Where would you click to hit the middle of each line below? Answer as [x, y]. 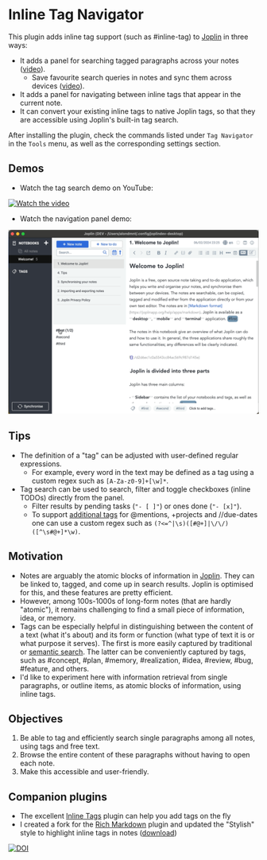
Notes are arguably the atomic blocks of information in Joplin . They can [137, 575]
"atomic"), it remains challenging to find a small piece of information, [132, 609]
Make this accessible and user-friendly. [84, 772]
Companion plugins [58, 797]
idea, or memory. [48, 617]
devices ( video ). [58, 86]
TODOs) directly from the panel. [72, 497]
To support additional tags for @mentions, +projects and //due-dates [145, 514]
